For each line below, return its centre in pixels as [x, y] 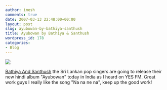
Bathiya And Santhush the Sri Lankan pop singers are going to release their [83, 71]
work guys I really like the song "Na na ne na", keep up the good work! [79, 82]
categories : [18, 43]
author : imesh [20, 10]
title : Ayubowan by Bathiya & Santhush [47, 33]
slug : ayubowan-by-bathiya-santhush [44, 29]
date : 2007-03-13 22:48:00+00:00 [40, 19]
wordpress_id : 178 [25, 38]
